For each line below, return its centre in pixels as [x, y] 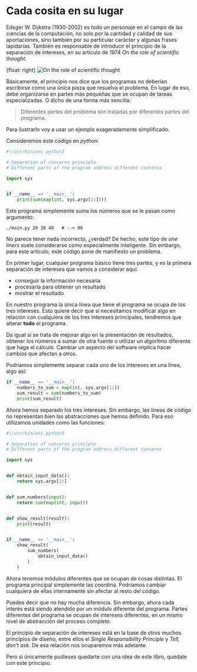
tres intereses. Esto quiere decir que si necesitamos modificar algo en [91, 311]
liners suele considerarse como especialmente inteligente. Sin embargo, [94, 245]
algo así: [16, 371]
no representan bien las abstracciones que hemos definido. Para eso [90, 416]
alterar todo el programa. [37, 323]
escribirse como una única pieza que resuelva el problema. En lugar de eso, [98, 87]
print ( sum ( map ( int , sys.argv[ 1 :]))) [62, 200]
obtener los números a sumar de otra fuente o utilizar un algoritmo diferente [98, 341]
